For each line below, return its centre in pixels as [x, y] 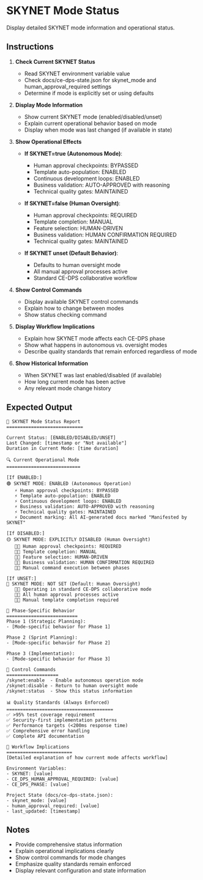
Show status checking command [65, 314]
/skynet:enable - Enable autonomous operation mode [75, 680]
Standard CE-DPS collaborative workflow [85, 278]
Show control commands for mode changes [70, 857]
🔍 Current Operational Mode [43, 460]
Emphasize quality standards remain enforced [73, 864]
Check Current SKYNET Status [55, 61]
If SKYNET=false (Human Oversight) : [72, 203]
